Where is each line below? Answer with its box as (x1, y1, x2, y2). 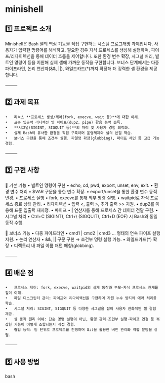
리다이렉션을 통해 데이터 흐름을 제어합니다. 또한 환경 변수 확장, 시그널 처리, (10, 53, 154, 59)
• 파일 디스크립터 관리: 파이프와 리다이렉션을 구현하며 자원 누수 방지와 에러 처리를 (5, 296, 157, 301)
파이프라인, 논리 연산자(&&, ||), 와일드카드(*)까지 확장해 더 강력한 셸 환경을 (5, 66, 148, 72)
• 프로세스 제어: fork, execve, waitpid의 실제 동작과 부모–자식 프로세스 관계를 (5, 285, 159, 290)
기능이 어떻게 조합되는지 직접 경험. (14, 322, 76, 327)
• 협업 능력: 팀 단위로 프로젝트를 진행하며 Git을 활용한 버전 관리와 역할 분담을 (5, 327, 152, 332)
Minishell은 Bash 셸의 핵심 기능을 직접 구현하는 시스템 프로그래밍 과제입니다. (5, 41, 153, 47)
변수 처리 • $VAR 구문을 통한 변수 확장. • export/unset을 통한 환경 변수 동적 (10, 188, 157, 194)
